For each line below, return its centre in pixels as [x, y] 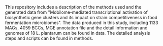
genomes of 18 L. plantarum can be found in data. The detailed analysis [78, 33]
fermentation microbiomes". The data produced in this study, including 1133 [82, 23]
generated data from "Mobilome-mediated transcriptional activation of [76, 12]
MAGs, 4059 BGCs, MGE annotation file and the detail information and [76, 28]
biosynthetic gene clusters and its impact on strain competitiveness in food [81, 17]
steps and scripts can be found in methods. [49, 38]
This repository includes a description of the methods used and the [73, 7]
